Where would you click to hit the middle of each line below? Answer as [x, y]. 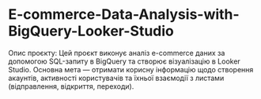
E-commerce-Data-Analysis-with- [124, 15]
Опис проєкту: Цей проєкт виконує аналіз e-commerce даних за [117, 53]
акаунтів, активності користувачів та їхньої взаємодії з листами [116, 78]
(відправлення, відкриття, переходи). [71, 86]
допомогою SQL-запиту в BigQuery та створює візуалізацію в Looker [125, 61]
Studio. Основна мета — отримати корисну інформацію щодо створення [131, 69]
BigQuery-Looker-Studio [91, 31]
